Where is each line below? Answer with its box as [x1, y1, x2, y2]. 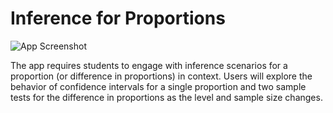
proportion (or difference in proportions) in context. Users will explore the [10, 70, 313, 82]
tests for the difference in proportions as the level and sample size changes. [10, 91, 323, 103]
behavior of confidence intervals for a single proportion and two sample [10, 80, 307, 92]
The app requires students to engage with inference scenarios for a [10, 59, 288, 71]
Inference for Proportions [10, 7, 226, 30]
